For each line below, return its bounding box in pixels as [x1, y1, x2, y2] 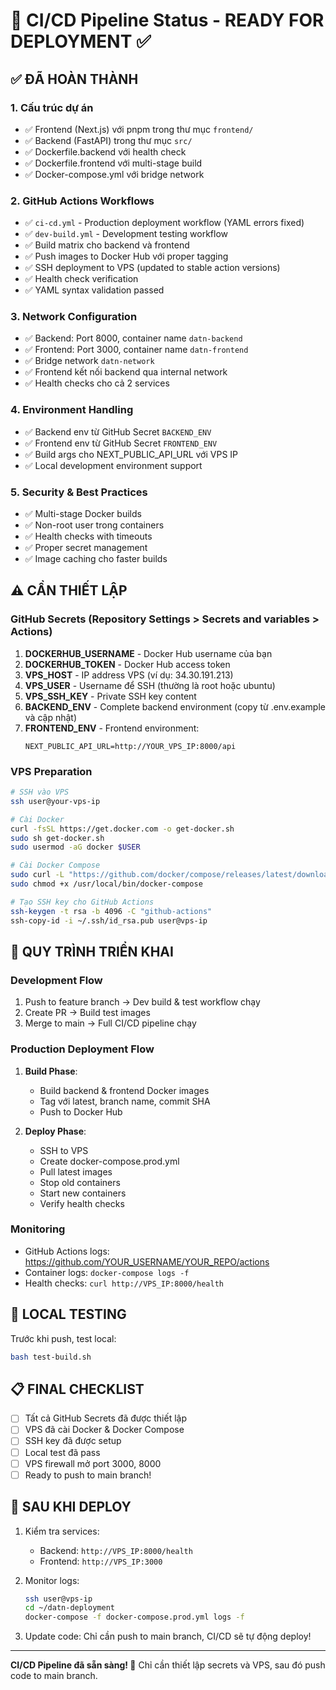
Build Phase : [24, 1065, 78, 1077]
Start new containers [39, 1187, 127, 1199]
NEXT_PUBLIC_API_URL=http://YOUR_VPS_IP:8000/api [24, 741, 237, 751]
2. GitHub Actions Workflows [10, 194, 155, 208]
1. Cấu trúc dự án [10, 100, 94, 114]
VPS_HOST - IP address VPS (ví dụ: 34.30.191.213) [24, 669, 234, 681]
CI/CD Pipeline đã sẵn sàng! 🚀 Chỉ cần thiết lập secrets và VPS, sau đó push [10, 1659, 326, 1671]
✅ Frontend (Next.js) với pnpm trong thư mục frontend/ [24, 123, 254, 135]
